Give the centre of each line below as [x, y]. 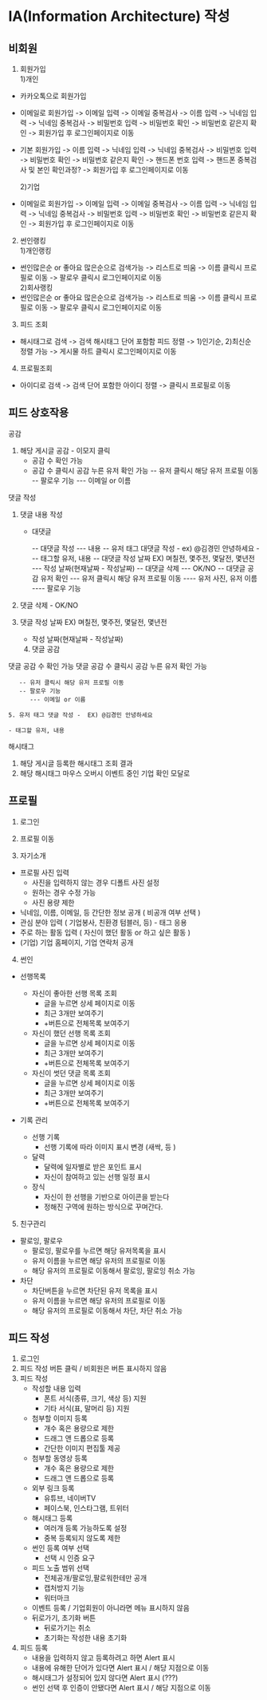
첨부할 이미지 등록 [59, 1418]
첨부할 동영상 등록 [59, 1458]
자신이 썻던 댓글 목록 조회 [71, 1073]
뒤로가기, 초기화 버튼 [64, 1618]
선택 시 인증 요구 [69, 1558]
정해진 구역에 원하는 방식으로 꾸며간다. [103, 1207]
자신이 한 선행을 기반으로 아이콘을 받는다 [106, 1196]
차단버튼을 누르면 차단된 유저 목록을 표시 [94, 1291]
